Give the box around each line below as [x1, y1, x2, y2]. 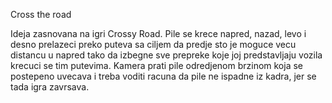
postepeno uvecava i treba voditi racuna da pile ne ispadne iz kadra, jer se [10, 70, 317, 82]
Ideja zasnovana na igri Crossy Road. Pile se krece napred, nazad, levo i [10, 28, 307, 39]
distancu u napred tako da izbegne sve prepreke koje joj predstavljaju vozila [10, 49, 323, 61]
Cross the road [10, 9, 72, 20]
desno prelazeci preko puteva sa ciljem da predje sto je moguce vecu [10, 39, 297, 50]
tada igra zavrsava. [10, 81, 90, 93]
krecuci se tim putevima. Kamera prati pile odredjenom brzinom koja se [10, 60, 304, 71]
